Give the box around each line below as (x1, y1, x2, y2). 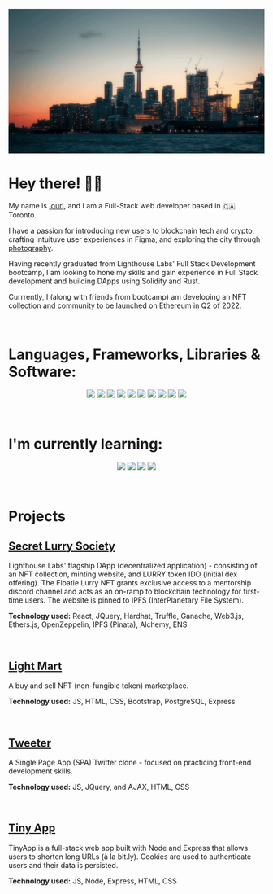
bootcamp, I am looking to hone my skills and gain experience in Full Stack (8, 268, 258, 278)
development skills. (8, 766, 73, 776)
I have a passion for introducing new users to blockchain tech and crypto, (8, 226, 255, 236)
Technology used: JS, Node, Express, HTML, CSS (8, 876, 177, 886)
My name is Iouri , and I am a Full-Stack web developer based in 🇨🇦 (8, 201, 236, 211)
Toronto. (8, 210, 37, 220)
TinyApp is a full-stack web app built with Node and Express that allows (8, 843, 249, 852)
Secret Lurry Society (8, 539, 115, 553)
